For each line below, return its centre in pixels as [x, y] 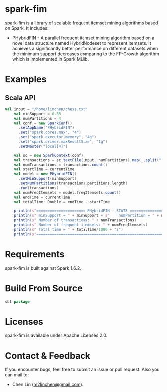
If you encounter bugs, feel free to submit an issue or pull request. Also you [83, 369]
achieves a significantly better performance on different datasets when [85, 48]
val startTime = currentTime [44, 169]
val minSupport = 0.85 [38, 114]
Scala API [20, 98]
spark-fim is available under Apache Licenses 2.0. [56, 335]
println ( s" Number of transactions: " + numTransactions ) [75, 220]
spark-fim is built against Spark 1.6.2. [43, 268]
